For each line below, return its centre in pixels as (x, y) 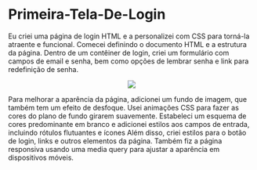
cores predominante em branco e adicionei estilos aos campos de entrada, (129, 124)
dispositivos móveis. (41, 157)
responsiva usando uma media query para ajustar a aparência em (114, 149)
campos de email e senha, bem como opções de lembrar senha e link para (128, 61)
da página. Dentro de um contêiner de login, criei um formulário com (119, 52)
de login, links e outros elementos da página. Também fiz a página (115, 141)
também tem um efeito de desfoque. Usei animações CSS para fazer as (123, 107)
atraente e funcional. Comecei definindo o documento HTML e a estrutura (127, 44)
